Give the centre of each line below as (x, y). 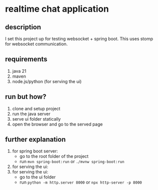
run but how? (26, 97)
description (23, 27)
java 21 (19, 71)
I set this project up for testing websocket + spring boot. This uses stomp (79, 39)
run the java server (31, 114)
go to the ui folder (38, 177)
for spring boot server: (35, 151)
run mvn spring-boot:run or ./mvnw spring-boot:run (72, 162)
